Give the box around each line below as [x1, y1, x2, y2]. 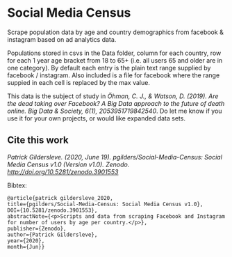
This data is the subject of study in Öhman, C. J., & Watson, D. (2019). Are [7, 92, 219, 100]
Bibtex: [7, 181, 28, 189]
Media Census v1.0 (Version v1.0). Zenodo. [7, 160, 130, 169]
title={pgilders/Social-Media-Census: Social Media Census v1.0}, [7, 201, 204, 208]
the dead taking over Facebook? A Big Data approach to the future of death [7, 99, 225, 107]
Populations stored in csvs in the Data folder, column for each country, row [7, 49, 222, 57]
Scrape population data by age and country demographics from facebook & [7, 28, 224, 36]
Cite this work [7, 134, 69, 146]
